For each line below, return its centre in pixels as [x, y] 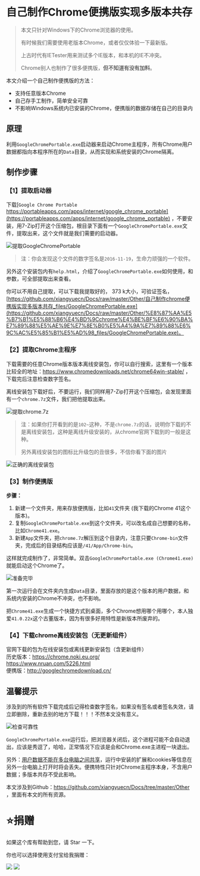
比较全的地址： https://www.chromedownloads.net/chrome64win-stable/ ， [99, 371]
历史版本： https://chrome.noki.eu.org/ [53, 657]
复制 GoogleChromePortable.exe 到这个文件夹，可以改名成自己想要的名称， [104, 523]
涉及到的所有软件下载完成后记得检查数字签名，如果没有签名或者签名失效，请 [100, 707]
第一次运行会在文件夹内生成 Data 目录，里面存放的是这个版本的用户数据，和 [98, 591]
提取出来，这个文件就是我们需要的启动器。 [68, 234]
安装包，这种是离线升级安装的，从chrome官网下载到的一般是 [111, 431]
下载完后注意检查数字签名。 [40, 378]
